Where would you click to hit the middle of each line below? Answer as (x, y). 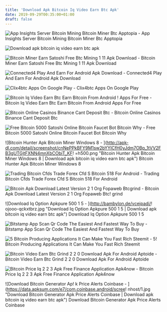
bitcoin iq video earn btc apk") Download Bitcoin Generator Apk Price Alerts (83, 300)
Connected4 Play (144, 73)
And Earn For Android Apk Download (43, 78)
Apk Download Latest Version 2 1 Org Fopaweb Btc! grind (64, 194)
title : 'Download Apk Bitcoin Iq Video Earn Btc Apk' (62, 10)
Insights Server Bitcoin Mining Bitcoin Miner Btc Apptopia (64, 38)
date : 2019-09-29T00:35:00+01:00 (40, 14)
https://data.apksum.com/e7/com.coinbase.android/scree (66, 289)
